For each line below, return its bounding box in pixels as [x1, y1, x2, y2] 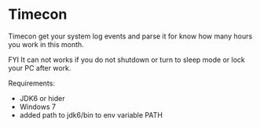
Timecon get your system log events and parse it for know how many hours [8, 31, 253, 41]
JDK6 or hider [19, 93, 65, 103]
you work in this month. [8, 39, 84, 49]
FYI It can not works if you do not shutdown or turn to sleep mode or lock [8, 55, 245, 64]
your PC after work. [8, 63, 71, 72]
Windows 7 [19, 102, 57, 111]
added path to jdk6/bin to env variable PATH [19, 110, 163, 119]
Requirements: [8, 78, 55, 88]
